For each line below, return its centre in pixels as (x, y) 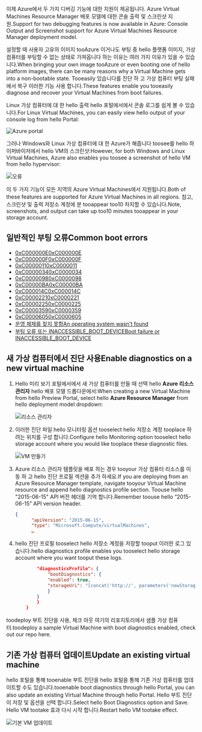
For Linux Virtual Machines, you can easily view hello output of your (101, 112)
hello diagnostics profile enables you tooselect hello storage (106, 551)
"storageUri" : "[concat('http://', (92, 585)
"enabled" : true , (69, 580)
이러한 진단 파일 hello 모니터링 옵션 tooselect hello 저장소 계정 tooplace (100, 429)
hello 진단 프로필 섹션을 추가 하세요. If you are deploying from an (111, 476)
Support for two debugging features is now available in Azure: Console (100, 24)
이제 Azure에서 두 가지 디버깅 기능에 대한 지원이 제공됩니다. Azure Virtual (93, 9)
